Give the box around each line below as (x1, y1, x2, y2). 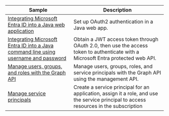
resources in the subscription (73, 103, 143, 109)
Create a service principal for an (73, 84, 150, 90)
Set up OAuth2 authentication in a (73, 18, 153, 25)
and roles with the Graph (8, 69, 66, 76)
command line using (8, 48, 56, 55)
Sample (29, 7, 48, 13)
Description (103, 7, 132, 13)
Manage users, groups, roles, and (73, 63, 153, 70)
